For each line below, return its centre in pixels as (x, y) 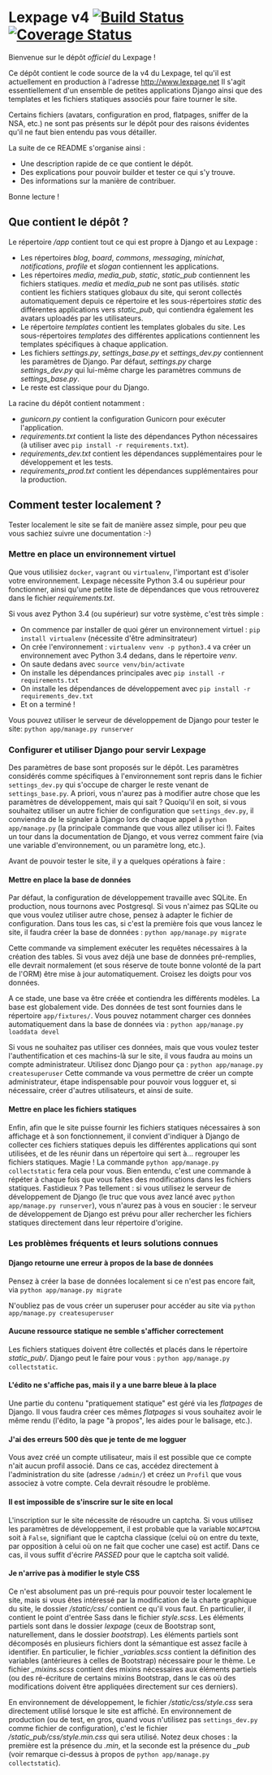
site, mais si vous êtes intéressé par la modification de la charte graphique (133, 1600)
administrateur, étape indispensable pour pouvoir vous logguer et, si (123, 1082)
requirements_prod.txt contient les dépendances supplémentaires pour (139, 470)
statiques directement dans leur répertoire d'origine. (96, 1222)
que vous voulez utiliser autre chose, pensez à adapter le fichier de (121, 915)
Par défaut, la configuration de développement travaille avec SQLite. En (128, 898)
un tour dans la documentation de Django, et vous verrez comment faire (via (136, 837)
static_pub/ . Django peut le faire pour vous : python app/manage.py (119, 1357)
